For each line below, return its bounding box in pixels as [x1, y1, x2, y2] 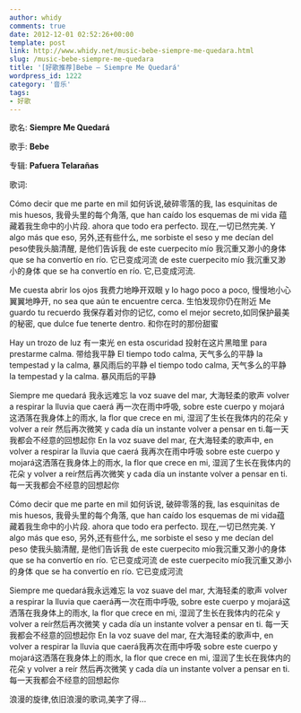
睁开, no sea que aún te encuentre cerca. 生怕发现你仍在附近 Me [32, 296, 271, 307]
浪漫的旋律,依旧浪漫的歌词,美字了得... [9, 694, 147, 705]
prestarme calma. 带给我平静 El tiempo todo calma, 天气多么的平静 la [9, 349, 263, 360]
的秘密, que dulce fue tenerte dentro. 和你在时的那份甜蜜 [9, 318, 219, 329]
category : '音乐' [9, 80, 72, 89]
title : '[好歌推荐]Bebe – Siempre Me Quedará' [9, 64, 181, 73]
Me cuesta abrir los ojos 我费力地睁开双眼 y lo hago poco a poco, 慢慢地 [9, 284, 276, 296]
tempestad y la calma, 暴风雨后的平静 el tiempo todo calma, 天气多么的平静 [9, 360, 287, 370]
